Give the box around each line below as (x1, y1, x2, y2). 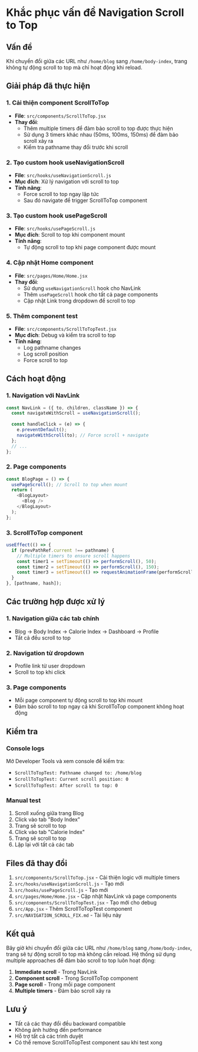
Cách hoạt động (6, 374, 66, 384)
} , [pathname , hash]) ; (6, 581, 62, 587)
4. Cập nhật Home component (6, 259, 94, 267)
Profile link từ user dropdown (14, 662, 85, 670)
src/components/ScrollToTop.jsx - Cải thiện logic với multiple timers (14, 874, 180, 881)
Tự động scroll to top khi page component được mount (23, 244, 156, 251)
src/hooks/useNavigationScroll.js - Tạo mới (14, 880, 124, 887)
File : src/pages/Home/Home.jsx (14, 272, 88, 279)
